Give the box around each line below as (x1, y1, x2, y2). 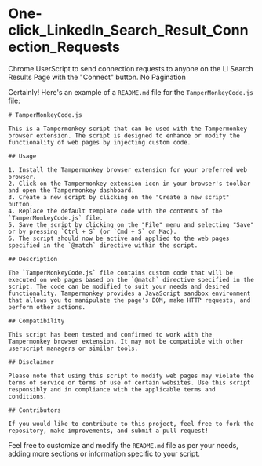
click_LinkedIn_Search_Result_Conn (8, 21, 249, 39)
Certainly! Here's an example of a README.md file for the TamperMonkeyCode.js (8, 87, 253, 96)
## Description (8, 255, 58, 263)
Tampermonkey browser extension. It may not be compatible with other (8, 337, 244, 345)
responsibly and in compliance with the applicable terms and (8, 385, 216, 393)
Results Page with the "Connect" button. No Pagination (8, 72, 186, 82)
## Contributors (8, 406, 61, 414)
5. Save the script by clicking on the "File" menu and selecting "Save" (8, 220, 255, 228)
